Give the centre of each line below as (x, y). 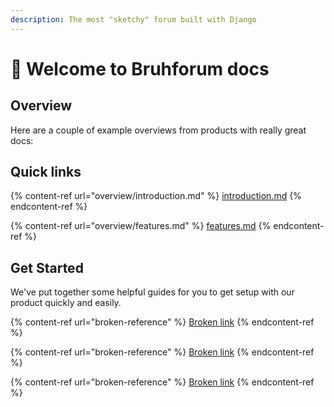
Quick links (46, 172)
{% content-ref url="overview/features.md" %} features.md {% (141, 226)
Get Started (47, 267)
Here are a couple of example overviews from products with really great (158, 130)
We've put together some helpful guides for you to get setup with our (152, 292)
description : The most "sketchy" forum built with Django (133, 19)
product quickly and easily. (66, 303)
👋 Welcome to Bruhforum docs (140, 68)
